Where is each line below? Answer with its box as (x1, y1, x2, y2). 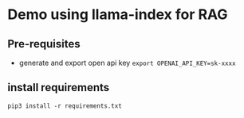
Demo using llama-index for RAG (7, 6, 228, 24)
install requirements (7, 81, 110, 94)
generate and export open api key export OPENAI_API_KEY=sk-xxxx (18, 58, 236, 67)
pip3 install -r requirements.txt (7, 101, 123, 110)
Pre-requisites (7, 37, 81, 51)
